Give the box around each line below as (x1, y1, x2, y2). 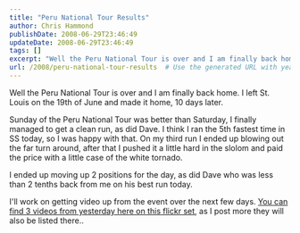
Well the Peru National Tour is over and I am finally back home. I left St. (9, 87, 271, 98)
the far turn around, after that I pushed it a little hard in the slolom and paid (9, 142, 284, 153)
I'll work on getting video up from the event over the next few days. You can (9, 196, 288, 206)
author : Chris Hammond (9, 21, 94, 30)
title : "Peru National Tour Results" (9, 12, 150, 22)
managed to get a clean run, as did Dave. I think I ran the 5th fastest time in (9, 123, 286, 134)
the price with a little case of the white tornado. (9, 152, 183, 162)
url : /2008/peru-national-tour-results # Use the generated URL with (9, 63, 278, 72)
